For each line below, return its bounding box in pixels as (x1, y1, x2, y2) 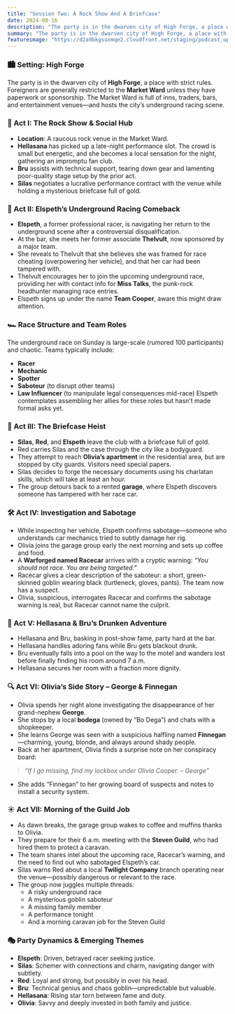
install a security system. (17, 787, 90, 796)
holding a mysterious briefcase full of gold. (17, 187, 141, 195)
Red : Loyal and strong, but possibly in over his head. (17, 976, 169, 985)
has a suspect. (17, 586, 60, 594)
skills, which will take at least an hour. (17, 475, 126, 483)
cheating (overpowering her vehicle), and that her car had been (17, 257, 201, 266)
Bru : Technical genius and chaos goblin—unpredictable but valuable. (17, 984, 217, 992)
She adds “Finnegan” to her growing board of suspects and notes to (17, 780, 215, 788)
